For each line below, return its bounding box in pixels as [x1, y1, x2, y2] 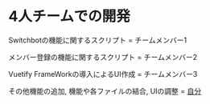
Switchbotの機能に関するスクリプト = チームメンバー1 [8, 35, 187, 45]
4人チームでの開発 [8, 7, 131, 26]
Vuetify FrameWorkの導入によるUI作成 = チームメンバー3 [8, 69, 198, 78]
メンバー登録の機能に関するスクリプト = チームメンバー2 [8, 52, 198, 62]
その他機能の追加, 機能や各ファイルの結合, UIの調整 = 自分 [8, 86, 202, 96]
